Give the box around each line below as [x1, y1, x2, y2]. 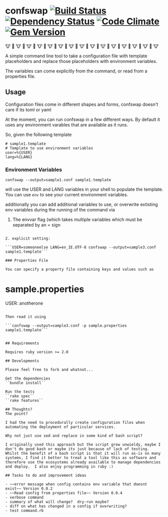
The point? [5, 411, 28, 416]
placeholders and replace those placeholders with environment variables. [5, 58, 157, 64]
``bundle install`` [5, 380, 46, 385]
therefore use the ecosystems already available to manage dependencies [5, 460, 161, 465]
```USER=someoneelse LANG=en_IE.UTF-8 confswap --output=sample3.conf [5, 245, 156, 250]
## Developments [5, 358, 39, 363]
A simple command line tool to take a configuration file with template [5, 53, 147, 59]
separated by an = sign [12, 222, 61, 228]
